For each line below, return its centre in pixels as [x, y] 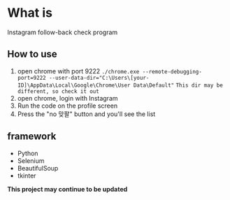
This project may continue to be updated [67, 189]
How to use [32, 54]
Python [28, 153]
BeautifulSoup [38, 168]
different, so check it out [58, 91]
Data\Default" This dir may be [178, 85]
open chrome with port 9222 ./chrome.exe [78, 71]
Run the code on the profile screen [67, 106]
